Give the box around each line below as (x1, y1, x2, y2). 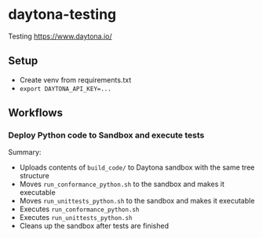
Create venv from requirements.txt (19, 75, 132, 84)
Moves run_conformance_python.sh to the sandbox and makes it (19, 179, 225, 189)
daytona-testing (8, 5, 117, 24)
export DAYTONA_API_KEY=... (19, 85, 111, 93)
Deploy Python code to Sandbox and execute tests (8, 130, 205, 141)
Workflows (8, 106, 63, 119)
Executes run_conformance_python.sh (19, 204, 140, 214)
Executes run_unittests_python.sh (19, 213, 133, 222)
